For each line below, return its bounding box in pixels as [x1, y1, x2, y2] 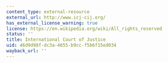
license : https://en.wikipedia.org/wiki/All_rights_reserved [6, 25, 163, 32]
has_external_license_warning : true [6, 20, 98, 26]
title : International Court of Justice [6, 37, 106, 43]
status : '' [6, 31, 34, 37]
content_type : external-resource [6, 8, 90, 15]
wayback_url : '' [6, 48, 47, 54]
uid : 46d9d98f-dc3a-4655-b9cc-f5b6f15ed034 [6, 43, 117, 49]
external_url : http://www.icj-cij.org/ [6, 14, 106, 20]
